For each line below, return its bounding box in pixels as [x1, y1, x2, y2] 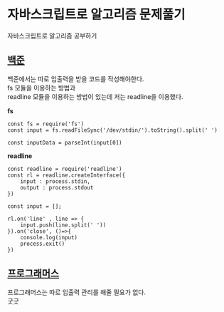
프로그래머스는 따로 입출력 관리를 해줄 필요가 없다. [7, 288, 146, 296]
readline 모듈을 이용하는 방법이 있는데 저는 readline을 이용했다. [7, 92, 183, 100]
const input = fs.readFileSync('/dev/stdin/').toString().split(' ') [7, 126, 218, 134]
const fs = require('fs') [7, 120, 84, 128]
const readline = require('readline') [7, 165, 122, 172]
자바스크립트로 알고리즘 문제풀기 [7, 6, 186, 23]
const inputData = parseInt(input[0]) [7, 139, 122, 146]
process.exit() [20, 240, 65, 247]
